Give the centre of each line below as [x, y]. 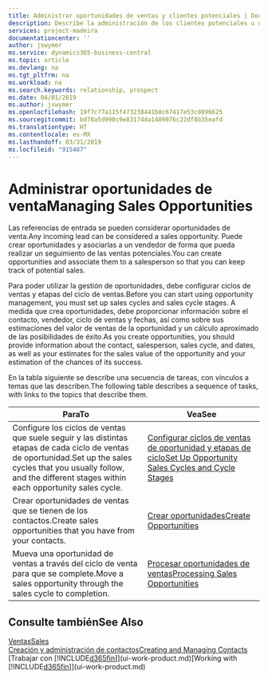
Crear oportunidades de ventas [71, 501]
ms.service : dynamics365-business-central [80, 53]
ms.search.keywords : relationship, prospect [83, 90]
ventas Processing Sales [192, 574]
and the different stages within [69, 478]
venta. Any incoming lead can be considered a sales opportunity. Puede [126, 236]
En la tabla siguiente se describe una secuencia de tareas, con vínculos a [129, 378]
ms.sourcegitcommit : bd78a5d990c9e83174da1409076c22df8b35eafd [116, 120]
